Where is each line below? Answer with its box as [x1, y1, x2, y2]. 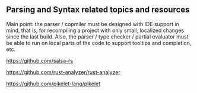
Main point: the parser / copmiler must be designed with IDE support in [6, 20, 180, 27]
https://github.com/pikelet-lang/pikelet [6, 80, 101, 87]
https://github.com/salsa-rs [6, 57, 73, 64]
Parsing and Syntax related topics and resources [6, 5, 190, 15]
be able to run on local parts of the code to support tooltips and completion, [6, 39, 192, 46]
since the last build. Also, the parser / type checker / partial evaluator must [6, 33, 189, 40]
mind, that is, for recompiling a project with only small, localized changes [6, 27, 185, 34]
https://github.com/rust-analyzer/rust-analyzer [6, 68, 120, 76]
